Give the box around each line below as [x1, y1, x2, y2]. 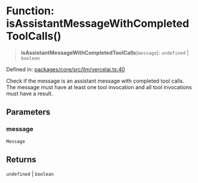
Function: [6, 4, 55, 18]
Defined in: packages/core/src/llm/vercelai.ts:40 [6, 65, 125, 72]
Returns [6, 154, 37, 165]
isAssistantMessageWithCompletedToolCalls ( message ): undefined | [20, 49, 189, 56]
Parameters [6, 107, 51, 117]
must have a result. [6, 90, 53, 97]
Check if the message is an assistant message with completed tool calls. [6, 77, 185, 84]
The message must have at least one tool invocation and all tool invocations [6, 83, 192, 90]
